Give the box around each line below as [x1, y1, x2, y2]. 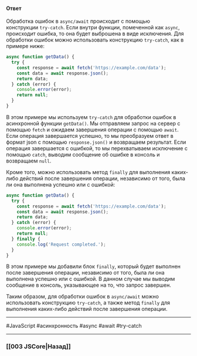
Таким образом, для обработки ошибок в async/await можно [6, 293, 159, 300]
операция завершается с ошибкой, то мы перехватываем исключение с [6, 144, 188, 152]
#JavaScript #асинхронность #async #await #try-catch [6, 323, 142, 330]
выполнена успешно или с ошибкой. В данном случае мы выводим [6, 276, 175, 283]
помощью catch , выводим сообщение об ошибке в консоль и [6, 151, 160, 158]
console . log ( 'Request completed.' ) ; [16, 241, 107, 247]
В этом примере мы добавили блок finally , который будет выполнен [6, 263, 181, 270]
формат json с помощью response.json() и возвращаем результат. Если [6, 138, 186, 145]
